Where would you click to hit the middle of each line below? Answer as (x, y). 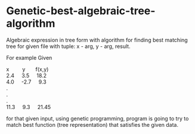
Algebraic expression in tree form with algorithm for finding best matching (97, 40)
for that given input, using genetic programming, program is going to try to (97, 118)
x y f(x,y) (27, 69)
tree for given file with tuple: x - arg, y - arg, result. (68, 46)
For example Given (29, 58)
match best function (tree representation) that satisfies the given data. (92, 125)
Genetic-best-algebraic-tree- (81, 11)
